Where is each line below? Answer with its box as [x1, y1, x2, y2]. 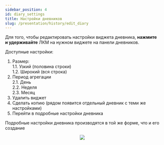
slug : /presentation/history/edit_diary [5, 21, 89, 26]
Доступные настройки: [5, 49, 54, 55]
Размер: [12, 58, 30, 64]
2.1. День [12, 79, 31, 85]
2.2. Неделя [12, 84, 37, 91]
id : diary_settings [5, 12, 45, 17]
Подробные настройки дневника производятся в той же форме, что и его [5, 120, 160, 126]
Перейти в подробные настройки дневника [12, 111, 104, 117]
